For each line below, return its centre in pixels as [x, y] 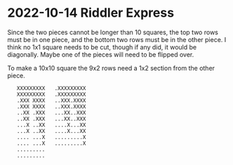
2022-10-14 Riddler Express [91, 13]
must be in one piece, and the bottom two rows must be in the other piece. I [117, 39]
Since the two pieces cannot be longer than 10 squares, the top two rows [113, 32]
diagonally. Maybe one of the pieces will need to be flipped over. [101, 55]
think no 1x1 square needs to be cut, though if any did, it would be [102, 47]
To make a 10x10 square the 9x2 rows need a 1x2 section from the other [111, 68]
